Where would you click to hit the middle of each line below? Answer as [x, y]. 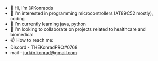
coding [18, 18]
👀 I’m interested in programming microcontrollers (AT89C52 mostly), [82, 13]
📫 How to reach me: [32, 40]
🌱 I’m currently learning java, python [48, 24]
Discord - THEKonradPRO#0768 [44, 47]
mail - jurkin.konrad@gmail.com [43, 53]
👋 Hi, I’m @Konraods [31, 8]
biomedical [22, 35]
